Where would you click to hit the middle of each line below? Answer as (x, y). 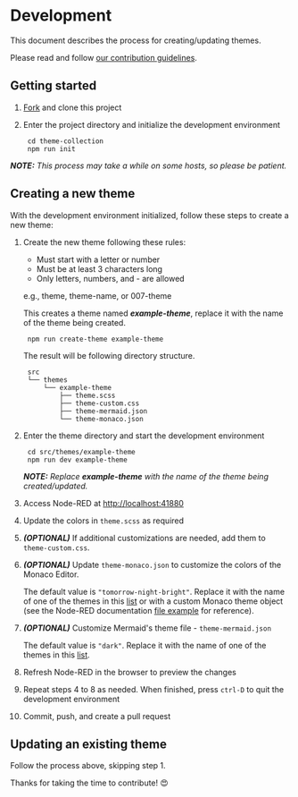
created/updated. (55, 486)
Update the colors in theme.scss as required (103, 521)
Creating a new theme (73, 194)
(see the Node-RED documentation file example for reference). (138, 610)
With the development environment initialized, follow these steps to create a (149, 215)
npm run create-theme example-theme (95, 339)
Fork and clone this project (72, 107)
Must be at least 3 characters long (99, 268)
